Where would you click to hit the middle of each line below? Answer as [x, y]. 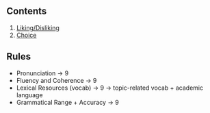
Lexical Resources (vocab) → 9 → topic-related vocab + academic [109, 88]
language [29, 95]
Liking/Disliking [38, 27]
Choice [26, 35]
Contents [27, 11]
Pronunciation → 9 [42, 73]
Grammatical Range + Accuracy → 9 [67, 102]
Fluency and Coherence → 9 [56, 80]
